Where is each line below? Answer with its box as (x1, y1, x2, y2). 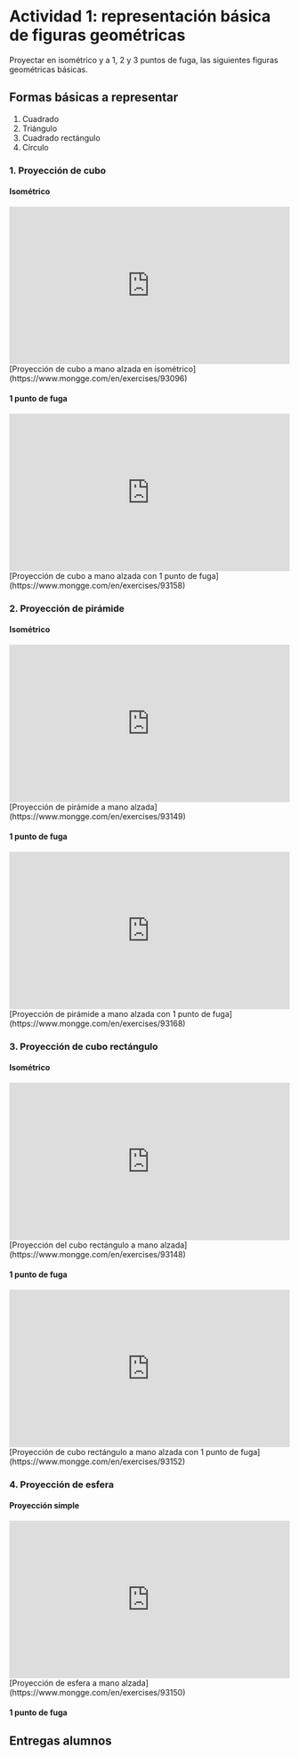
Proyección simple (9, 1501, 80, 1511)
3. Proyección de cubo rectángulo (9, 1040, 158, 1053)
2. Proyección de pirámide (9, 602, 125, 614)
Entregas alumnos (9, 1733, 113, 1748)
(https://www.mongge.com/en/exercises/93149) (9, 810, 187, 821)
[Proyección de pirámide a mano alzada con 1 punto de (9, 1008, 211, 1019)
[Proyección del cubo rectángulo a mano (9, 1240, 158, 1250)
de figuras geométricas (9, 25, 186, 45)
